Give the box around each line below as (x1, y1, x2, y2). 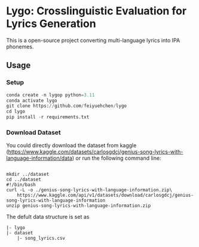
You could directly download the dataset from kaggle (6, 142, 137, 149)
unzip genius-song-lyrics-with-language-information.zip (6, 203, 151, 209)
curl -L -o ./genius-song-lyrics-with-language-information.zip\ (6, 187, 172, 193)
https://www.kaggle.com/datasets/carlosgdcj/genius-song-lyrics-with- (8, 148, 183, 155)
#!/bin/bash (6, 182, 36, 188)
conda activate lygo (6, 97, 58, 103)
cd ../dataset (6, 176, 42, 183)
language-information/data (6, 154, 73, 162)
